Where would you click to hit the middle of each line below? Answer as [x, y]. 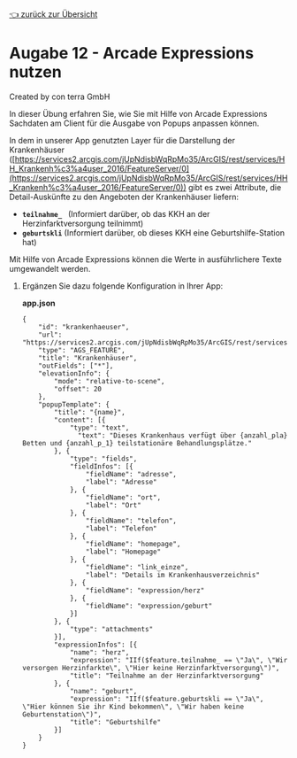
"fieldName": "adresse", [131, 474]
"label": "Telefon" [121, 528]
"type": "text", [99, 428]
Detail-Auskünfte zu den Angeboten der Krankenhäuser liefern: [124, 197]
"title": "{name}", [90, 412]
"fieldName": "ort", [123, 497]
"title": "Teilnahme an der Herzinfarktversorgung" [167, 676]
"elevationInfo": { [74, 373]
